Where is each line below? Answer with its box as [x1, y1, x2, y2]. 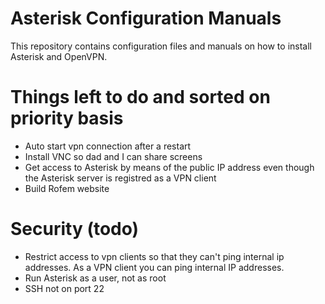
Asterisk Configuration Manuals [10, 7, 282, 30]
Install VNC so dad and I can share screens [24, 150, 203, 162]
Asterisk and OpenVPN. [10, 50, 108, 62]
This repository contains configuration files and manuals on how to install [10, 40, 312, 52]
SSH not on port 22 [24, 282, 105, 294]
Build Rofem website [24, 182, 110, 194]
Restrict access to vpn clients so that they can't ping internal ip [24, 250, 285, 262]
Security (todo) [10, 218, 140, 241]
